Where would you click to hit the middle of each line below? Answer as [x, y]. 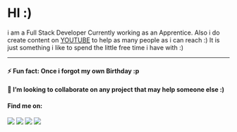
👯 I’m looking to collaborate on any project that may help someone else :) [116, 90]
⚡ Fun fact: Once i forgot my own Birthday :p [73, 71]
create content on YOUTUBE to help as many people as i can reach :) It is [114, 40]
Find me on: [25, 106]
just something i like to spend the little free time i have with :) [96, 47]
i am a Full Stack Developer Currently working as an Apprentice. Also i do [114, 32]
